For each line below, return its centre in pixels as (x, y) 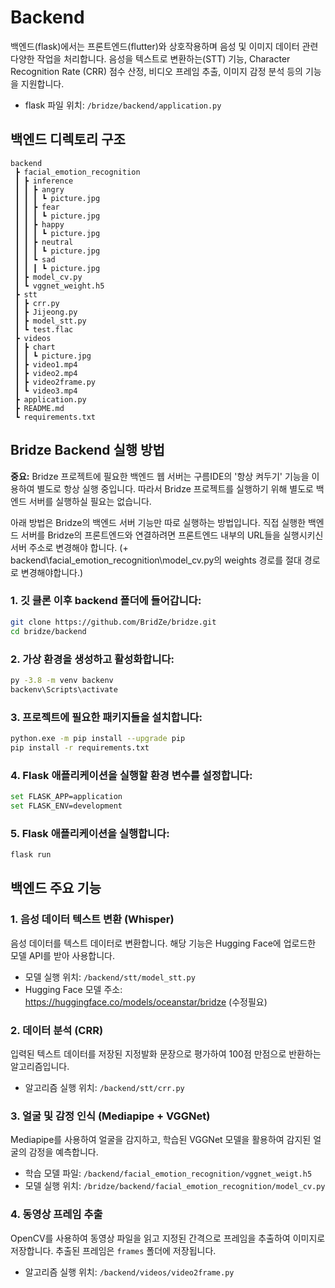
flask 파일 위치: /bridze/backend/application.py (123, 105)
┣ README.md (39, 408)
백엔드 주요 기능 (56, 888)
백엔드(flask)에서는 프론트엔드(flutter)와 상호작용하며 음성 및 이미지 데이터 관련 (164, 46)
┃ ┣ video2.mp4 (46, 373)
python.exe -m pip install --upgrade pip (98, 738)
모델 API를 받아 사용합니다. (63, 955)
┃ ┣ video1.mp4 (46, 364)
